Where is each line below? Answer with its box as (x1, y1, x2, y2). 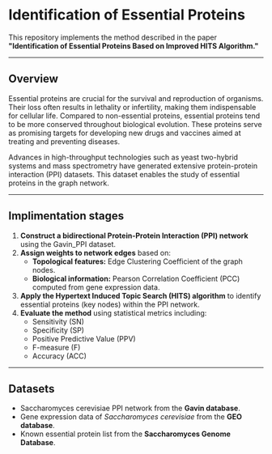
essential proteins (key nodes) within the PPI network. (19, 299, 200, 309)
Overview (8, 72, 59, 86)
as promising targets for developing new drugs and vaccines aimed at (8, 128, 241, 138)
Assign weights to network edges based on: (19, 248, 172, 257)
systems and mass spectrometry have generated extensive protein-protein (8, 160, 257, 171)
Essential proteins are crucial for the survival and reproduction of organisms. (8, 93, 264, 103)
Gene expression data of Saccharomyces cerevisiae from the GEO (19, 412, 243, 422)
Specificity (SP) (32, 325, 85, 335)
